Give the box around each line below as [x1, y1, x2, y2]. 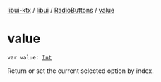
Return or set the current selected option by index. [7, 66, 154, 75]
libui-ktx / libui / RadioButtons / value [7, 6, 115, 14]
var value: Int [7, 54, 52, 61]
